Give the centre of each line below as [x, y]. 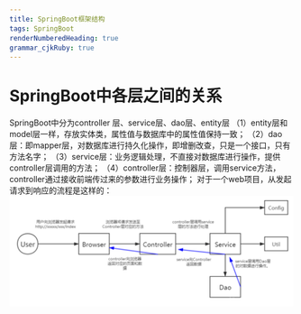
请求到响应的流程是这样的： [61, 190]
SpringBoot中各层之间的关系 [116, 96]
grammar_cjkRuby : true [52, 48]
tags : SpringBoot [42, 28]
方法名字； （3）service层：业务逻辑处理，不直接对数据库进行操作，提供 [145, 157]
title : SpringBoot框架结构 [57, 19]
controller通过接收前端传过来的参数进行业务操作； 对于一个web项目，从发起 [150, 180]
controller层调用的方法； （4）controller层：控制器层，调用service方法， [145, 168]
